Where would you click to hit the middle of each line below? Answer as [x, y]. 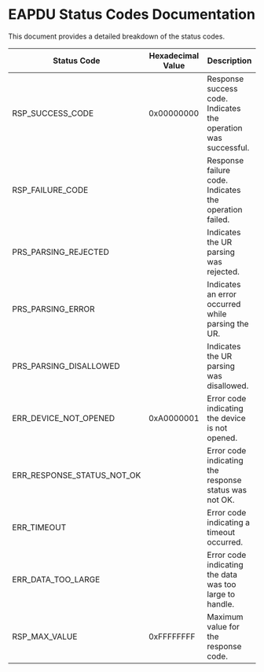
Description [229, 61]
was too [222, 584]
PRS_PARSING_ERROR [54, 308]
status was [227, 489]
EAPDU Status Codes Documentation [132, 15]
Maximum [225, 617]
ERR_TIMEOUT [39, 527]
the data [222, 574]
